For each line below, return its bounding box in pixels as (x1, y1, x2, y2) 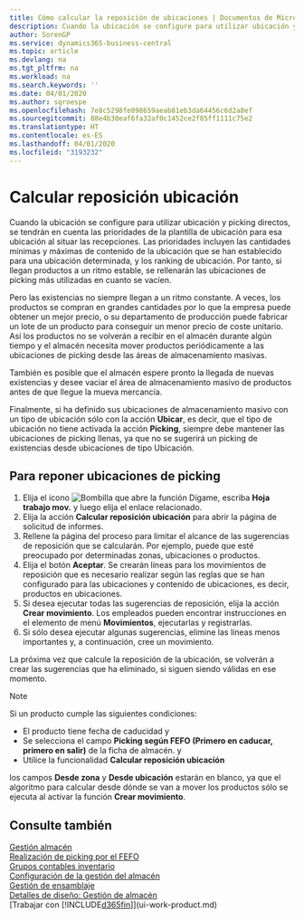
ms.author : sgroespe (9, 97, 88, 107)
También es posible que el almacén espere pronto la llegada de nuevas (9, 367, 274, 378)
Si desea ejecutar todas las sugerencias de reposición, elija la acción (22, 598, 280, 609)
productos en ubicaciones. (22, 589, 123, 600)
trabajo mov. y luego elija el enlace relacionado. (22, 502, 203, 513)
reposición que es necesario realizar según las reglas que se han (22, 569, 265, 580)
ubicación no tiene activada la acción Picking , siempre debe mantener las (9, 422, 285, 434)
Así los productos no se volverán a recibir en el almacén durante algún (9, 330, 272, 341)
